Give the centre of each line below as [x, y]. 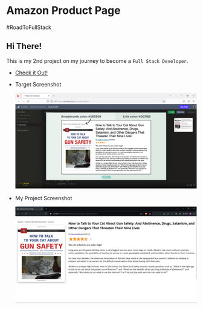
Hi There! [24, 46]
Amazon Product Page [63, 11]
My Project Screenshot [43, 198]
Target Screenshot [38, 84]
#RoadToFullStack [29, 27]
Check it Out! [31, 73]
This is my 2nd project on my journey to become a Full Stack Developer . [97, 60]
